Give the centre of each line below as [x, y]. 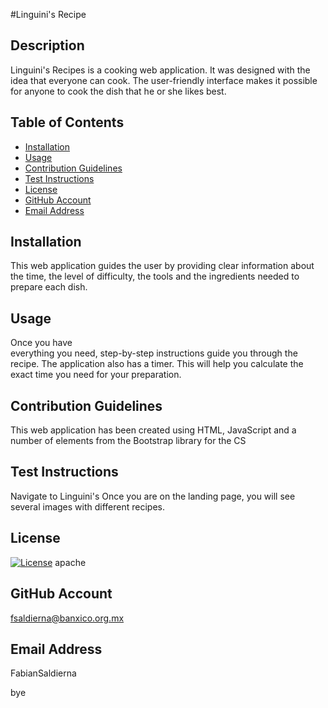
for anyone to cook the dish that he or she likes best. [118, 91]
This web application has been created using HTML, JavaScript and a [153, 430]
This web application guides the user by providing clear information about [162, 266]
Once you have [41, 343]
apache [70, 562]
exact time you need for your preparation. [96, 375]
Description [47, 45]
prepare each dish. [49, 287]
